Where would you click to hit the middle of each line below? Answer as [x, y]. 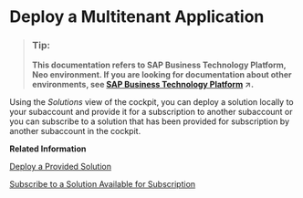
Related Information [48, 149]
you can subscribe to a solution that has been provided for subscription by [150, 121]
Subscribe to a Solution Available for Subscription [103, 184]
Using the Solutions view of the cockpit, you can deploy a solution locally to [151, 102]
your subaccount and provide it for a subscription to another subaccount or [151, 112]
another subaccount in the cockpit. [75, 131]
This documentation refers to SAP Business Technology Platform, [159, 65]
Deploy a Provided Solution [61, 167]
